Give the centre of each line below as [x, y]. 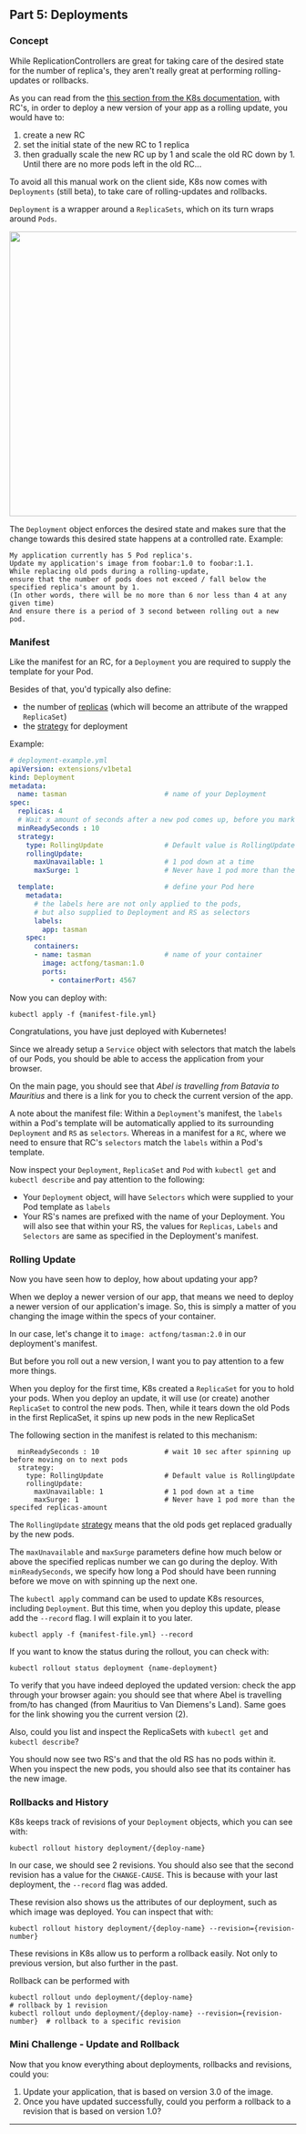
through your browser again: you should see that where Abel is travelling [146, 1695]
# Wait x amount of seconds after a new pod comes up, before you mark [157, 820]
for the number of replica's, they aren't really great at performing [131, 70]
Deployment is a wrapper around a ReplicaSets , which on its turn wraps [142, 209]
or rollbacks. [66, 80]
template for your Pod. [51, 671]
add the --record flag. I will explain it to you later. [101, 1618]
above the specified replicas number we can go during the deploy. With [143, 1562]
